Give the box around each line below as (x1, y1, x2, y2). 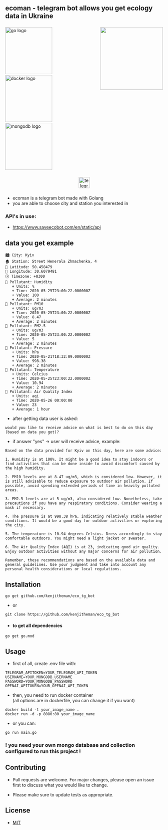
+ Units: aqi (11, 393, 39, 399)
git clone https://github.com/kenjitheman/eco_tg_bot (5, 612, 120, 617)
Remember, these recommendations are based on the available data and (5, 558, 155, 563)
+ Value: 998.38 (11, 358, 46, 364)
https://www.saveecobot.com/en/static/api (12, 224, 101, 230)
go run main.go (5, 730, 37, 735)
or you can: (12, 720, 36, 726)
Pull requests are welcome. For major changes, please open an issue (12, 776, 154, 782)
